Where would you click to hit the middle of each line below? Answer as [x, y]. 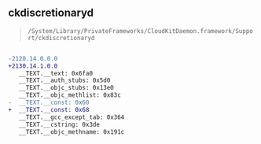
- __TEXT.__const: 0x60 [49, 103]
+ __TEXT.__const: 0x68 [49, 109]
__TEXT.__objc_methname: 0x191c [72, 132]
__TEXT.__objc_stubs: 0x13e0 [66, 88]
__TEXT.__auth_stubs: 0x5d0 [64, 81]
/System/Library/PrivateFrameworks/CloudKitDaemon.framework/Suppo [140, 31]
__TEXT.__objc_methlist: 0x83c [70, 95]
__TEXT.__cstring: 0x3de [59, 124]
